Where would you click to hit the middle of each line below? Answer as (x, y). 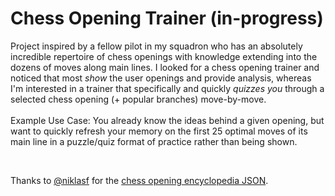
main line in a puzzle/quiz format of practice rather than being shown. (154, 141)
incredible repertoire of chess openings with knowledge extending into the (164, 56)
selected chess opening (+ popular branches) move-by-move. (138, 99)
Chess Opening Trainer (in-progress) (167, 18)
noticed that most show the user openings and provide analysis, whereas (161, 78)
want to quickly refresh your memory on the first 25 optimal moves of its (159, 131)
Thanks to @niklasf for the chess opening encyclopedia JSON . (139, 180)
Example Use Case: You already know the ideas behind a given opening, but (167, 120)
